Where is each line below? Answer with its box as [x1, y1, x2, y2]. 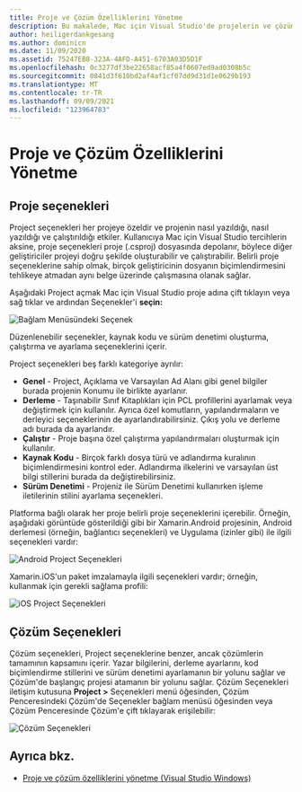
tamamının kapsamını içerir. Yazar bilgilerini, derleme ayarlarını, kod [9, 657, 259, 669]
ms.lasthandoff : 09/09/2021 [9, 96, 115, 106]
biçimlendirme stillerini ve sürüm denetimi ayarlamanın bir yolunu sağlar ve [9, 667, 286, 678]
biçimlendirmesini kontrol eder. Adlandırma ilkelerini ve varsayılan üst [22, 462, 279, 472]
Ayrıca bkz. [9, 749, 75, 764]
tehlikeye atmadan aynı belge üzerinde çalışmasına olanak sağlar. [9, 270, 252, 281]
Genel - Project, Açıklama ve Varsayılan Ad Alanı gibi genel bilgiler [22, 376, 268, 387]
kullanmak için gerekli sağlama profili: [9, 581, 148, 592]
